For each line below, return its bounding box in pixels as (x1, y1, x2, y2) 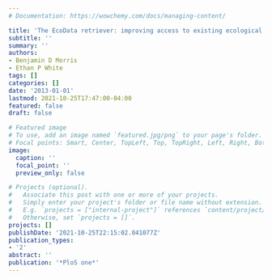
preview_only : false (15, 169, 85, 177)
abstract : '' (8, 252, 53, 260)
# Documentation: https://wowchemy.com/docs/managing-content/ (8, 11, 227, 20)
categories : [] (8, 78, 60, 87)
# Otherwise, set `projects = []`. (8, 213, 136, 222)
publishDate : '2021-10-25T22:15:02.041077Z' (8, 228, 161, 237)
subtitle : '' (8, 34, 53, 42)
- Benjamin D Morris (8, 57, 79, 65)
